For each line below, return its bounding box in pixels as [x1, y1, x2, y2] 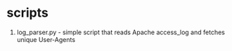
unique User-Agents [16, 35, 75, 43]
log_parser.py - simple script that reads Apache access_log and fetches [16, 28, 226, 36]
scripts [6, 5, 49, 21]
